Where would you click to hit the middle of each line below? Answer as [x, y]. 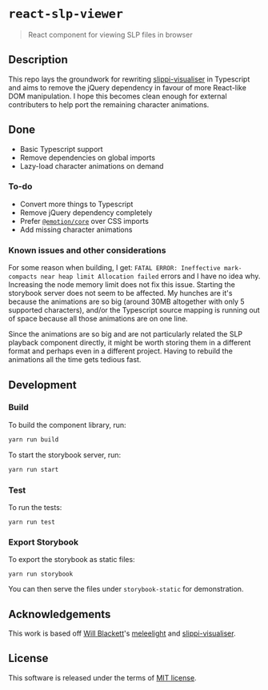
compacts [23, 277]
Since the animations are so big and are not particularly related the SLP [126, 334]
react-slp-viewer [66, 14]
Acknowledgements [60, 614]
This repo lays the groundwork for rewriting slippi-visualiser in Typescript [129, 79]
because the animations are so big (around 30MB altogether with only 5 [127, 301]
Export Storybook [43, 542]
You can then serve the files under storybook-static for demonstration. [126, 589]
